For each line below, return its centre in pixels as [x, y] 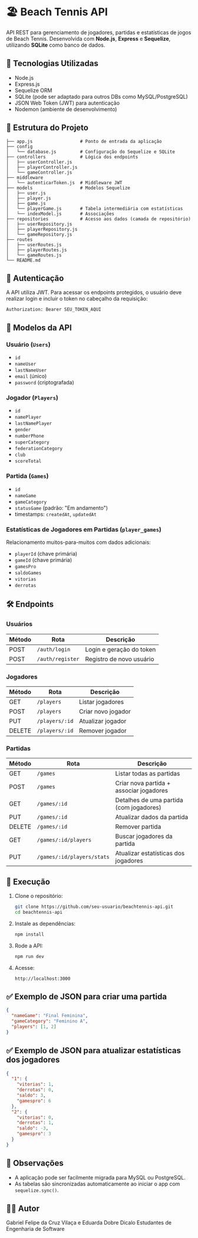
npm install [29, 934]
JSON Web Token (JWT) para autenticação [67, 103]
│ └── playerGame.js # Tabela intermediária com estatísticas [95, 208]
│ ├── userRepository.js [39, 224]
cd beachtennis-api [39, 912]
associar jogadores [142, 791]
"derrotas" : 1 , [35, 1123]
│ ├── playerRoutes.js [37, 250]
